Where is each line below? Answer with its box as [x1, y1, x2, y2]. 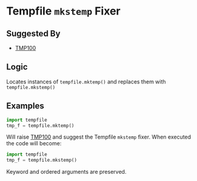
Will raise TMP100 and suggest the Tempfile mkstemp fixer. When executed [6, 133, 192, 140]
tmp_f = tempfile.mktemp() [6, 122, 75, 128]
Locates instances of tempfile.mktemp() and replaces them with [6, 77, 166, 85]
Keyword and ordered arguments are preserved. [6, 168, 127, 176]
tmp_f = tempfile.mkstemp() [6, 157, 78, 163]
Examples [6, 101, 44, 111]
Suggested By [6, 28, 61, 39]
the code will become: [6, 140, 62, 147]
